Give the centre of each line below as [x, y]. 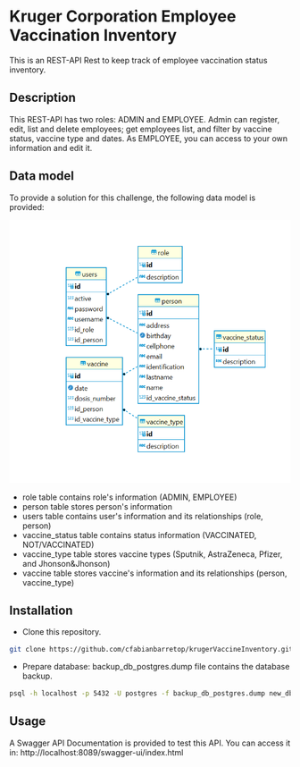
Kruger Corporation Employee [123, 17]
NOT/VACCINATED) [58, 544]
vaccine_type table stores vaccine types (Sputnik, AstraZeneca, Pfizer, [152, 554]
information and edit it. [51, 147]
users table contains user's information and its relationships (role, [142, 516]
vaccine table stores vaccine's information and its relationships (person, [154, 573]
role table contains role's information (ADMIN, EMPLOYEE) [129, 497]
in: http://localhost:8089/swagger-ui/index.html [96, 752]
